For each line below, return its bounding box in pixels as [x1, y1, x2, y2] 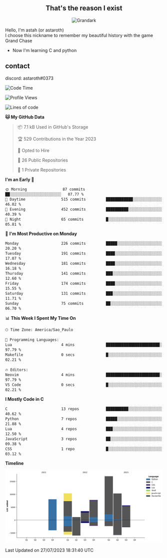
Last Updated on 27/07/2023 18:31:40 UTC [5, 547, 94, 553]
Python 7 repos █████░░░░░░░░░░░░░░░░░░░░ [5, 416, 162, 421]
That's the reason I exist [45, 4, 122, 13]
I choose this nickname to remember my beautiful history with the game [5, 32, 153, 38]
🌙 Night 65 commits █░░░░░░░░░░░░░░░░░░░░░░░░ [5, 217, 162, 222]
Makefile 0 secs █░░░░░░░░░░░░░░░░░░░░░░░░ [5, 352, 162, 357]
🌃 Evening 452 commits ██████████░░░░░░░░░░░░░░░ [5, 207, 162, 212]
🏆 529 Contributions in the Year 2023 [17, 136, 96, 142]
